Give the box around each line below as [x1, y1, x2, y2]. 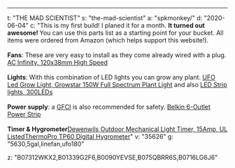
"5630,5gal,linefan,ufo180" [7, 140, 85, 148]
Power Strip [7, 110, 41, 119]
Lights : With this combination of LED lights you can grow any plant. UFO [7, 73, 215, 81]
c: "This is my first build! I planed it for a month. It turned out [30, 22, 205, 29]
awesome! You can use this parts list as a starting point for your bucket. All [7, 29, 224, 37]
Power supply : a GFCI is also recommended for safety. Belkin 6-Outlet [7, 102, 211, 111]
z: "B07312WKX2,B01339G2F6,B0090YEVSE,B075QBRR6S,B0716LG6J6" [7, 153, 218, 161]
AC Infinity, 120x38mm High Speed [7, 59, 108, 66]
